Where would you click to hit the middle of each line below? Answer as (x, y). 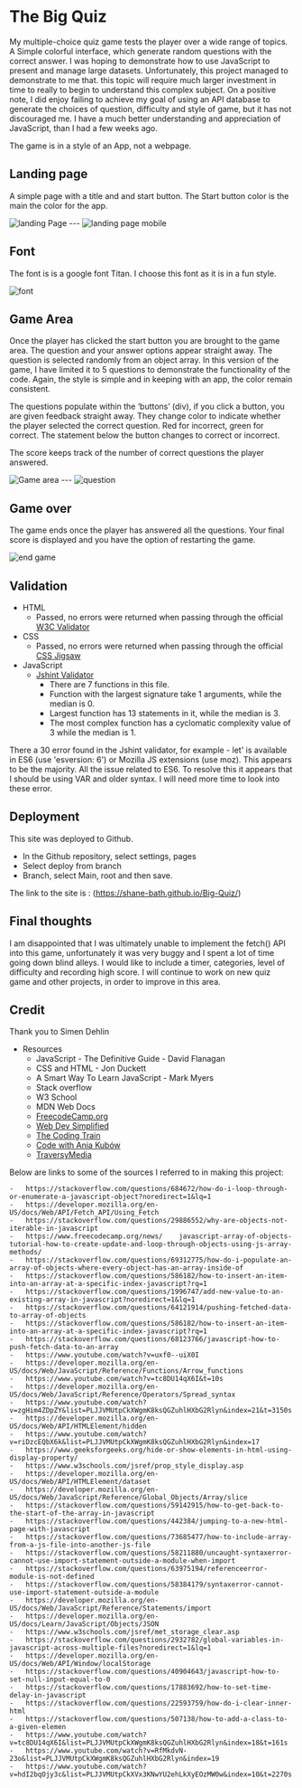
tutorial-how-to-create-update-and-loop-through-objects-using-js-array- (151, 1244)
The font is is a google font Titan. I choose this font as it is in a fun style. (143, 273)
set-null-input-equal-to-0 (60, 1679)
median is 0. (72, 704)
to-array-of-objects (48, 1316)
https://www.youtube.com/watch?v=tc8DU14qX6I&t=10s (124, 1379)
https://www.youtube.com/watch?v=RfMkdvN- (106, 1751)
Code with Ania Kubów (78, 1145)
